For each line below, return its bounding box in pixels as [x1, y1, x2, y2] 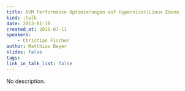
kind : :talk [6, 15, 37, 21]
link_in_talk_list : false [6, 60, 72, 66]
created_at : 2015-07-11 [6, 26, 67, 33]
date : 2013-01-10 [6, 20, 51, 26]
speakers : [6, 32, 32, 38]
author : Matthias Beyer [6, 44, 67, 50]
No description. [6, 77, 46, 85]
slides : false [6, 49, 43, 55]
